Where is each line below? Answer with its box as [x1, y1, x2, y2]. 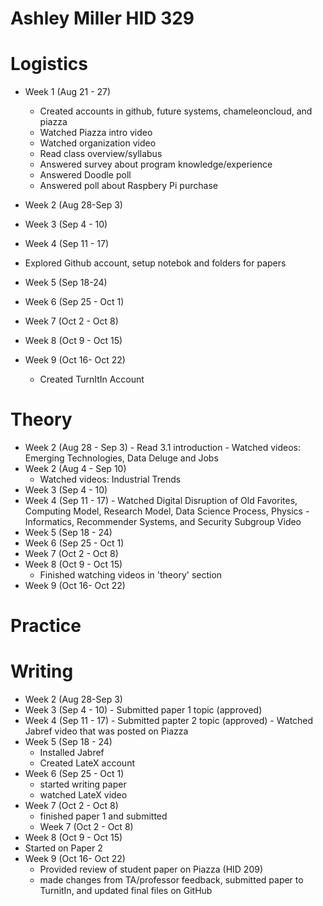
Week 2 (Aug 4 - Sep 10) [24, 463, 127, 475]
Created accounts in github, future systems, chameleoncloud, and [39, 105, 313, 117]
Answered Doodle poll [39, 169, 132, 181]
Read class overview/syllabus [39, 148, 163, 160]
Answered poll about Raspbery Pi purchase [39, 180, 218, 192]
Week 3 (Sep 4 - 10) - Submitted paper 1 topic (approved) [24, 704, 263, 716]
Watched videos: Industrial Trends [39, 473, 182, 486]
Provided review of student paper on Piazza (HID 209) [39, 863, 264, 876]
